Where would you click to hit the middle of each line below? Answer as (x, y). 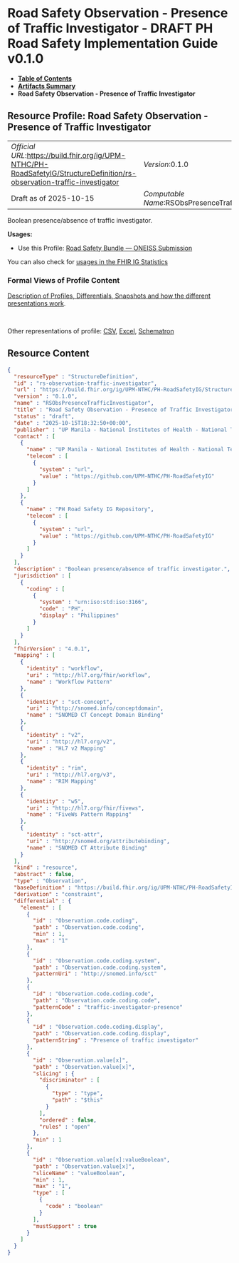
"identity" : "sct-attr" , (64, 835)
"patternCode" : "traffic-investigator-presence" (108, 1007)
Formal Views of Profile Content (64, 280)
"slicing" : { (54, 1073)
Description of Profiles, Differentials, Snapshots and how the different (109, 296)
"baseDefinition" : (43, 888)
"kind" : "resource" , (46, 868)
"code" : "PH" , (61, 609)
